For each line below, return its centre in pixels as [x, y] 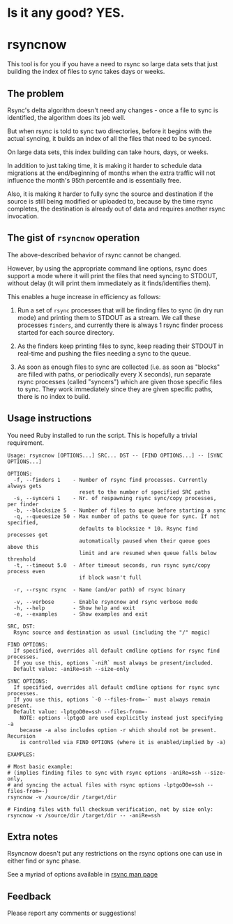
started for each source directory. [66, 332]
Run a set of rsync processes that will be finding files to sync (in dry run [121, 310]
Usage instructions [50, 419]
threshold [22, 559]
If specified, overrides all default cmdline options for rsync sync [116, 687]
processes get [28, 535]
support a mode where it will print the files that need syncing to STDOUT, [113, 275]
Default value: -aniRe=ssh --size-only [72, 669]
